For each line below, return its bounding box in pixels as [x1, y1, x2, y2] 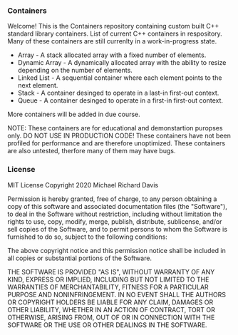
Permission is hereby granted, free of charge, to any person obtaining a [7, 195, 217, 203]
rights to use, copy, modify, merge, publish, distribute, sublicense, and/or [7, 217, 222, 226]
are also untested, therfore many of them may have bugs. [7, 147, 176, 155]
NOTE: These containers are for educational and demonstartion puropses [7, 124, 223, 133]
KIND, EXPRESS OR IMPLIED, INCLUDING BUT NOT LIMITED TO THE [7, 275, 209, 284]
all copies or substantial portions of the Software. [7, 254, 152, 262]
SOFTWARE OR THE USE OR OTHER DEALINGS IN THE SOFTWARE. [7, 320, 207, 329]
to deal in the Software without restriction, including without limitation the [7, 210, 222, 218]
